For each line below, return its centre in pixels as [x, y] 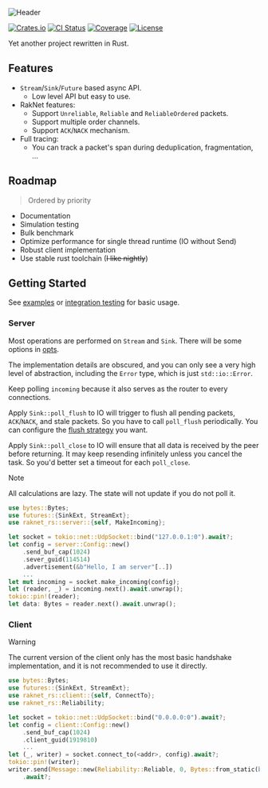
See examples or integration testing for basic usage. [94, 302]
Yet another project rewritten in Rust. [69, 43]
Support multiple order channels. [86, 122]
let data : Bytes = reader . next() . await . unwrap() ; [93, 604]
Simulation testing [49, 224]
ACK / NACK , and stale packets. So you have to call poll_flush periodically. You [133, 421]
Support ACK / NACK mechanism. [81, 130]
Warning [22, 642]
